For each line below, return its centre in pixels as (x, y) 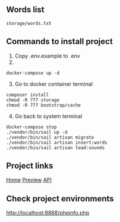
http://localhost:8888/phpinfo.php (48, 213)
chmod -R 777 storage (33, 100)
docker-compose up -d (33, 73)
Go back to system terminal (48, 116)
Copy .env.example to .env (47, 56)
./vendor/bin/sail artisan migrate (50, 137)
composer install (28, 95)
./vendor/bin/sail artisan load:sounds (56, 147)
